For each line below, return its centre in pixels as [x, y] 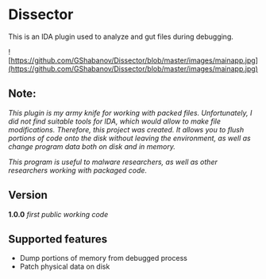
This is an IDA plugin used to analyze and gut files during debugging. [121, 36]
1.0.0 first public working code [58, 214]
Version [28, 195]
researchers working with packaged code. [78, 170]
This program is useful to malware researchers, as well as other [113, 162]
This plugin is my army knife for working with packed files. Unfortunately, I [130, 113]
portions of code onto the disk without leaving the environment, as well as [130, 138]
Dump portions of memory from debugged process [104, 258]
